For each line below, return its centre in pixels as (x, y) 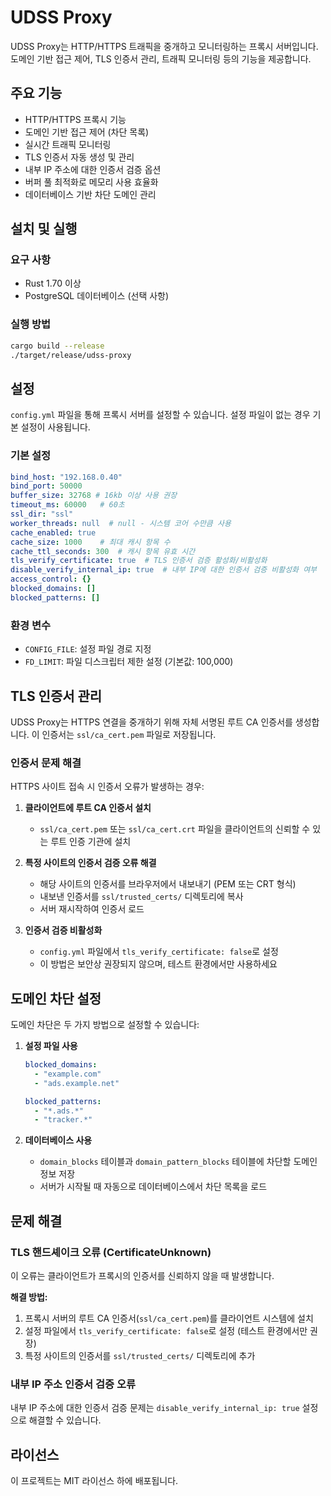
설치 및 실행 (44, 229)
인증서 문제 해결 (46, 763)
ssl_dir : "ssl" (42, 514)
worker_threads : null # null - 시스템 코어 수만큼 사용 (121, 523)
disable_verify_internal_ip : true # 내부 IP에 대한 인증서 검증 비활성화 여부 (164, 570)
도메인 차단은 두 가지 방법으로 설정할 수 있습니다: (105, 1025)
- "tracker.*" (63, 1120)
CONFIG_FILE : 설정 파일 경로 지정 (88, 649)
